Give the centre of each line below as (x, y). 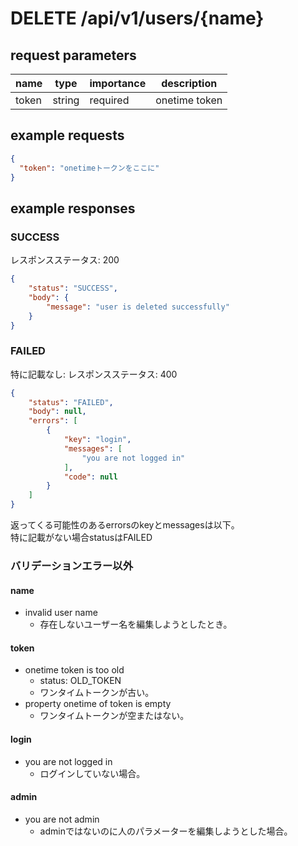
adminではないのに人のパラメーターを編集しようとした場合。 (166, 831)
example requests (67, 135)
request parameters (73, 55)
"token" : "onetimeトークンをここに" (89, 168)
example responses (73, 208)
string (66, 100)
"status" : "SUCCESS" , (73, 288)
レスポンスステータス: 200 (65, 260)
